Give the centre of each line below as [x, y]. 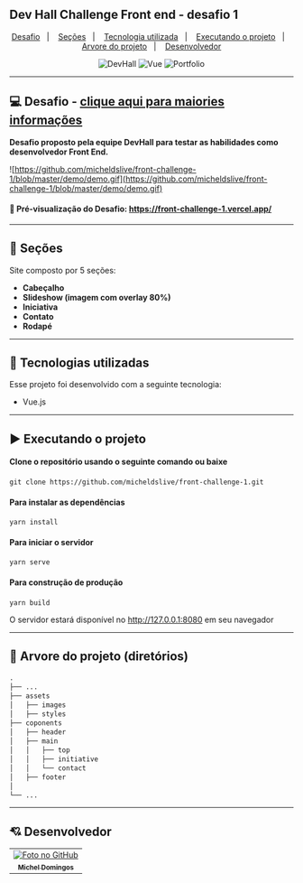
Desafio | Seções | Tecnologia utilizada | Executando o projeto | [148, 36]
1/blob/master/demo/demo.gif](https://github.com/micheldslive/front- [138, 179]
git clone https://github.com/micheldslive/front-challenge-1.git [137, 482]
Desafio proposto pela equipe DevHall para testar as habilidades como [144, 142]
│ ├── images [38, 705]
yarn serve [30, 562]
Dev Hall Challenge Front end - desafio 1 [124, 15]
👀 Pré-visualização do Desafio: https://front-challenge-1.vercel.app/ [141, 209]
